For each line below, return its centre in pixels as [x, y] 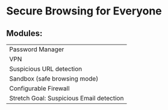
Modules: [24, 33]
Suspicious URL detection [46, 69]
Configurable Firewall [40, 88]
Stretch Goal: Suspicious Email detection [67, 98]
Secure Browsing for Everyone [84, 11]
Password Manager [37, 49]
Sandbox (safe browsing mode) [54, 78]
